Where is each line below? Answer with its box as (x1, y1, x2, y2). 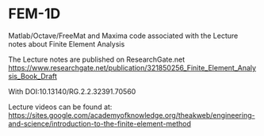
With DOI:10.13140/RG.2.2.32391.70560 (8, 86, 136, 96)
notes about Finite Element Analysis (8, 39, 125, 48)
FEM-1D (8, 5, 61, 23)
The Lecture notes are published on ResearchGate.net (8, 55, 186, 64)
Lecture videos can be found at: (8, 102, 113, 111)
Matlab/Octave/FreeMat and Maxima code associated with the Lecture (8, 31, 239, 40)
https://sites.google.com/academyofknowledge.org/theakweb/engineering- (8, 110, 255, 119)
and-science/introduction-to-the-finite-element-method (8, 119, 192, 128)
